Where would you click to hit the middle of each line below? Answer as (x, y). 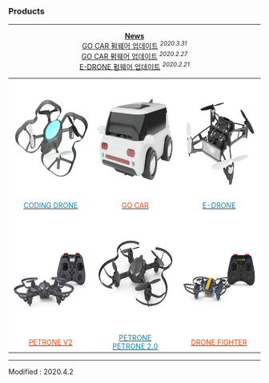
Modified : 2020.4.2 (41, 371)
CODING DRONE (51, 205)
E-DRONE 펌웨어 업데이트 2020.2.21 (134, 66)
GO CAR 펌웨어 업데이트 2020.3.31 (134, 45)
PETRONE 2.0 (135, 346)
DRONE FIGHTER (219, 342)
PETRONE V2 (51, 342)
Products (27, 11)
